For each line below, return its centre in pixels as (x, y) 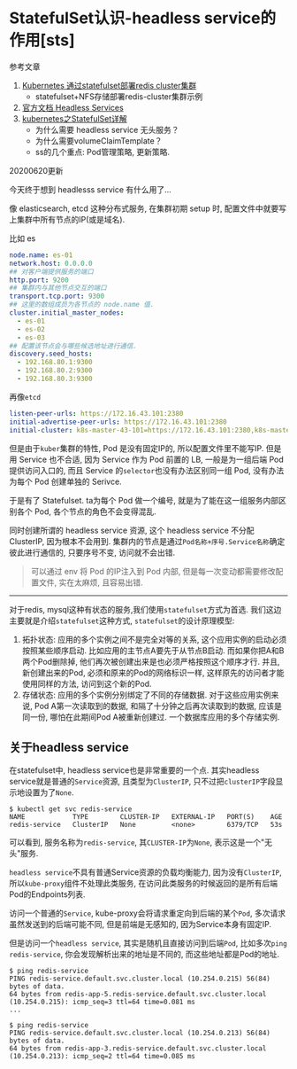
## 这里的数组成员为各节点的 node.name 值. (82, 305)
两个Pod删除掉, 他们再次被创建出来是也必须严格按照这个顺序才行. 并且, (151, 661)
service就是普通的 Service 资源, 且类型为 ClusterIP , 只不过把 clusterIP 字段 (142, 782)
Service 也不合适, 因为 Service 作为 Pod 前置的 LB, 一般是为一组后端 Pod (152, 459)
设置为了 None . (49, 792)
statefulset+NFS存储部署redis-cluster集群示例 (119, 96)
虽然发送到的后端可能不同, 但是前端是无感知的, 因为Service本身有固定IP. (141, 925)
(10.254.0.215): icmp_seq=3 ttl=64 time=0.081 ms (103, 1003)
